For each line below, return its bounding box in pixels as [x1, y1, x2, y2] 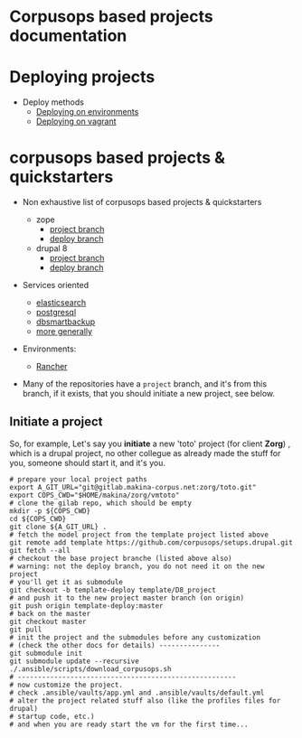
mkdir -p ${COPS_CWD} [9, 506, 91, 516]
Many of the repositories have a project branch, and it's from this [22, 378, 268, 389]
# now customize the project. [9, 680, 124, 689]
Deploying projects [9, 67, 156, 88]
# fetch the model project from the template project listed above [9, 530, 269, 539]
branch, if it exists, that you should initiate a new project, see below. [22, 388, 276, 399]
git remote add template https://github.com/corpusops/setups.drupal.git [9, 537, 294, 547]
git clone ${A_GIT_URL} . [9, 522, 107, 531]
